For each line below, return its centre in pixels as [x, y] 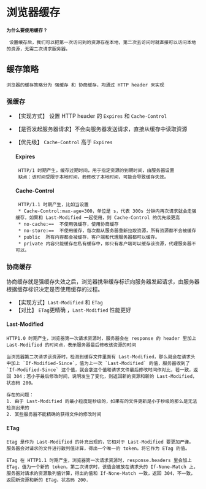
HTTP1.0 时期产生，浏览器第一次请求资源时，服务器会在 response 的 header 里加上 [101, 338]
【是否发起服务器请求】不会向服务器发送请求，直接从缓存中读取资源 [101, 129]
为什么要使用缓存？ [27, 30]
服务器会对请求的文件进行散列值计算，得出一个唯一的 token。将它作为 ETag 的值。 [98, 449]
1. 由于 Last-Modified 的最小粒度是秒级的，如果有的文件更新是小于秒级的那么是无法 [102, 401]
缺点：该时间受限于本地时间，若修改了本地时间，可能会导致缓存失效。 [93, 177]
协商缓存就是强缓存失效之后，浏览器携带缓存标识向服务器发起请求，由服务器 [103, 281]
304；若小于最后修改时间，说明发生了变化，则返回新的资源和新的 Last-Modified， [105, 376]
